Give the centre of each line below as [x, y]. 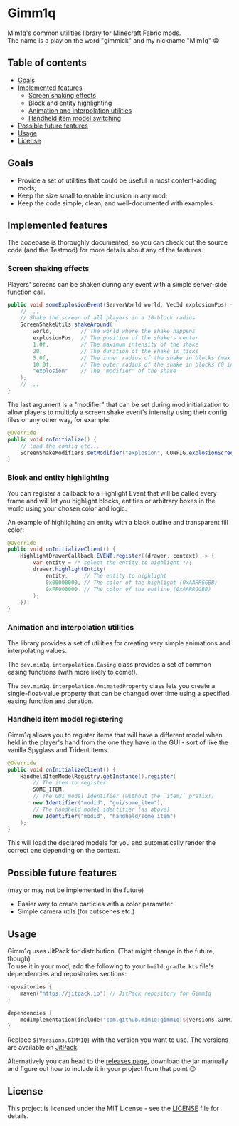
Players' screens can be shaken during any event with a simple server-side [117, 284]
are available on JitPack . [43, 1048]
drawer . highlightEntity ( [70, 569]
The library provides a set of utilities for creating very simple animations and [119, 643]
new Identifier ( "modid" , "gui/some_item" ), [98, 803]
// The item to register [70, 783]
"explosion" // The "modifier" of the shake [105, 371]
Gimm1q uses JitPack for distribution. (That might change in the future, [111, 951]
